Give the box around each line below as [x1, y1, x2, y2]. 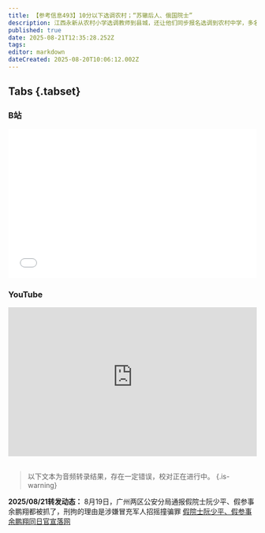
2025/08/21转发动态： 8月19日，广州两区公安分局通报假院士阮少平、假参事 [8, 497, 255, 506]
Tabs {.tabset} [8, 84, 81, 99]
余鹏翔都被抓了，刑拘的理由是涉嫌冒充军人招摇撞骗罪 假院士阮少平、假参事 [8, 507, 252, 516]
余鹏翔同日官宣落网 [8, 516, 71, 526]
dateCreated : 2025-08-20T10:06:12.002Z [8, 56, 140, 64]
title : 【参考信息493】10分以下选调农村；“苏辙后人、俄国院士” [8, 11, 193, 20]
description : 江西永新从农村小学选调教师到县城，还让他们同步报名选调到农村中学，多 [8, 19, 254, 27]
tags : [8, 41, 26, 49]
